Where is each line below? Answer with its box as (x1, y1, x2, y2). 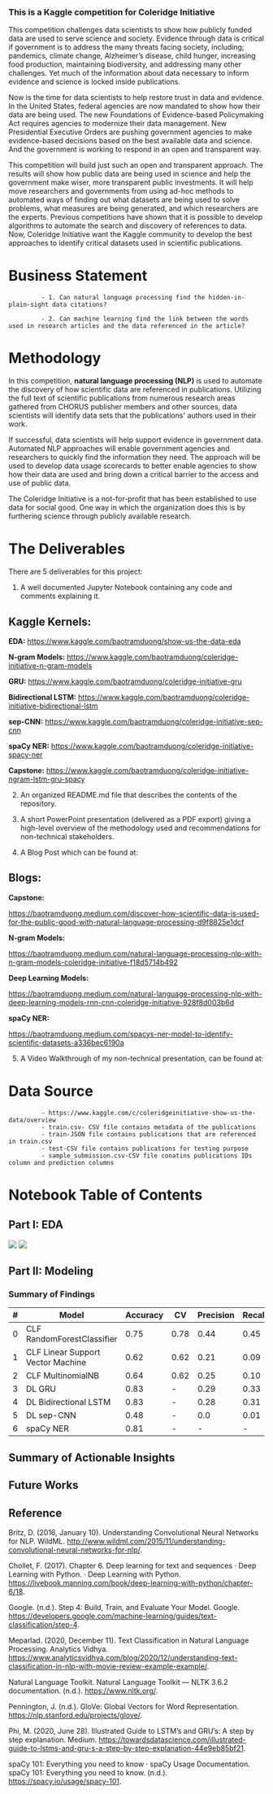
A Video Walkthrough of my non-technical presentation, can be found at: (19, 1053, 264, 1063)
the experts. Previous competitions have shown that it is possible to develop (8, 212, 263, 222)
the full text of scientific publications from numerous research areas (8, 393, 236, 403)
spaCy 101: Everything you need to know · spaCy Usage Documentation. (8, 1759, 250, 1769)
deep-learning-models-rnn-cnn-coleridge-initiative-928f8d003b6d (8, 997, 234, 1007)
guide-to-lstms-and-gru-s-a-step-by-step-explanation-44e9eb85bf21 (8, 1743, 244, 1752)
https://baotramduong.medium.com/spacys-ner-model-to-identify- (8, 1029, 234, 1039)
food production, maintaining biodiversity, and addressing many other (8, 59, 242, 69)
